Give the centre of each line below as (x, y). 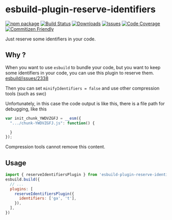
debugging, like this (26, 109)
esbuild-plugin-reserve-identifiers (81, 9)
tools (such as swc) (26, 94)
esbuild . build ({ (23, 179)
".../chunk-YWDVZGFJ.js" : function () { (52, 123)
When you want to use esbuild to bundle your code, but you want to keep (83, 67)
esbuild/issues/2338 (27, 78)
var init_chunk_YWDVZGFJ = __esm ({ (43, 118)
